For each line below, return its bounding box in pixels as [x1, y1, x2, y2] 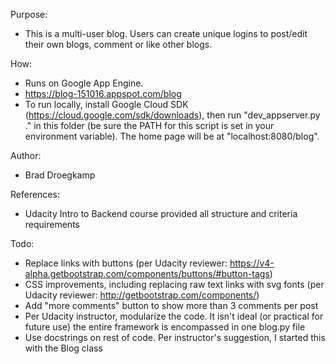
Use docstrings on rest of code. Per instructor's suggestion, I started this [24, 332, 326, 343]
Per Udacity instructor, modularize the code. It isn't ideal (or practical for [24, 310, 324, 322]
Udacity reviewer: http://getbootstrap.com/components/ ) [24, 289, 260, 301]
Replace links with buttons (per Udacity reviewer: [24, 257, 228, 269]
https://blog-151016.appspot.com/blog [24, 88, 182, 99]
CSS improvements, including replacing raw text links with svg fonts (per [24, 279, 325, 290]
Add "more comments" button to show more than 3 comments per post [24, 300, 319, 311]
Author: [10, 150, 42, 161]
